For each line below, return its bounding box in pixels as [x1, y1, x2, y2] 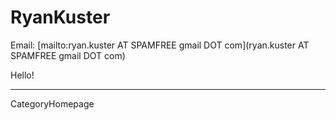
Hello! [10, 69, 35, 81]
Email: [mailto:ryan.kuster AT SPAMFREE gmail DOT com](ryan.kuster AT [10, 39, 310, 51]
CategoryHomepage [10, 97, 95, 110]
